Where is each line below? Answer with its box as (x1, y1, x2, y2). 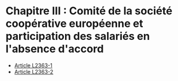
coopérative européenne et (5, 17, 143, 30)
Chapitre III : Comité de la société (5, 4, 173, 18)
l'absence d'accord (5, 42, 104, 56)
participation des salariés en (5, 30, 150, 43)
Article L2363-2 (14, 68, 54, 75)
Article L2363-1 (14, 61, 53, 69)
